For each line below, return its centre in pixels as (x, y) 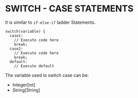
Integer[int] (24, 85)
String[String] (26, 90)
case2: (16, 49)
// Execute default (34, 66)
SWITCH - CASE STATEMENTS (69, 9)
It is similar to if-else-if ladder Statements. (50, 22)
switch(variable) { (25, 31)
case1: (16, 36)
